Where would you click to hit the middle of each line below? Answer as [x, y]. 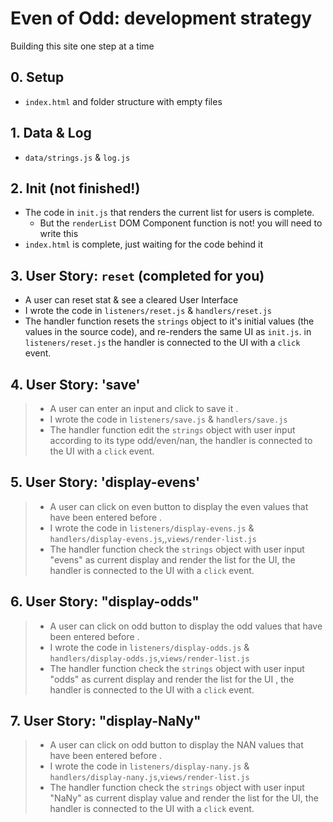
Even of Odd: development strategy [161, 18]
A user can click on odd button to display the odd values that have [186, 626]
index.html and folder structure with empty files [123, 101]
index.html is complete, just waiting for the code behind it [144, 244]
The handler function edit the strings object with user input [172, 430]
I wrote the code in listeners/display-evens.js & [152, 528]
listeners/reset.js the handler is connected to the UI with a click [162, 343]
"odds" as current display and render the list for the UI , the [172, 679]
